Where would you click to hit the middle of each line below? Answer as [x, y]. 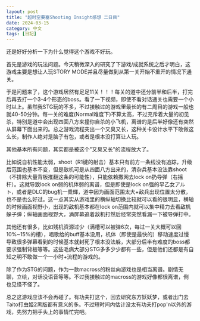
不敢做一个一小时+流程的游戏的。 [63, 257]
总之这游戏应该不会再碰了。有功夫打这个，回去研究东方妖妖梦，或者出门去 [97, 297]
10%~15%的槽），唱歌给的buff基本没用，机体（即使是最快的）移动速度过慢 [98, 234]
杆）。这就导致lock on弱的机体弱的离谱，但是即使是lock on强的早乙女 [91, 184]
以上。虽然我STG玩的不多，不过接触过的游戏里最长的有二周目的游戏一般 [100, 107]
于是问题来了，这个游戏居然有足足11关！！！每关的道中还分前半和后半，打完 [100, 92]
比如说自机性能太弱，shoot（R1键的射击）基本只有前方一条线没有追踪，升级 [99, 162]
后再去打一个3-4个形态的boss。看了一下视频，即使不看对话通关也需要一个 [97, 100]
